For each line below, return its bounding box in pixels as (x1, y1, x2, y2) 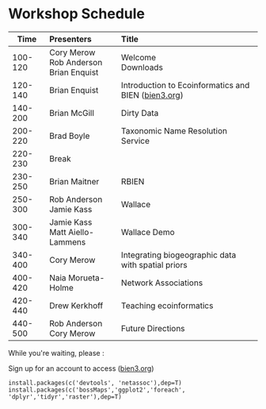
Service (121, 135, 150, 146)
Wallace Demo (121, 226, 176, 237)
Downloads (121, 61, 164, 72)
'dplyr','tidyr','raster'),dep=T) (8, 392, 123, 401)
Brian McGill (48, 107, 95, 118)
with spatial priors (121, 259, 188, 270)
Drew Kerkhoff (48, 299, 104, 311)
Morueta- (68, 272, 105, 283)
